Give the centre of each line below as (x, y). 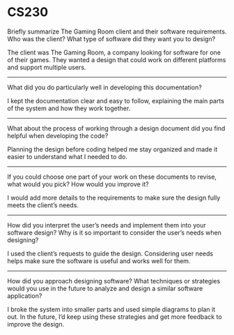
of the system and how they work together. (69, 108)
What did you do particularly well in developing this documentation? (104, 87)
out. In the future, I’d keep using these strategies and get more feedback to (115, 317)
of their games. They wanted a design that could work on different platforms (117, 59)
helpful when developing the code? (58, 135)
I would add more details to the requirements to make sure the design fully (114, 198)
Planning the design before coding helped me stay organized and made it (112, 149)
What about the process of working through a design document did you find (116, 128)
